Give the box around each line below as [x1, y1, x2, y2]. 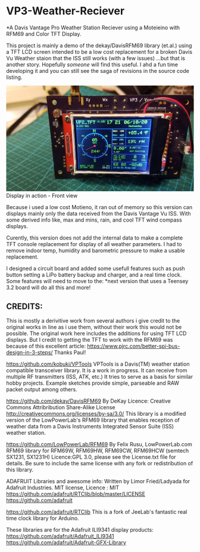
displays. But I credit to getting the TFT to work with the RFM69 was [6, 336, 173, 344]
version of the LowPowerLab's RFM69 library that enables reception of [6, 416, 180, 424]
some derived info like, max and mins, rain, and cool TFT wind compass [6, 216, 183, 223]
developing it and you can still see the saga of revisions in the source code [6, 67, 189, 74]
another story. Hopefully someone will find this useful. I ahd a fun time [6, 61, 179, 68]
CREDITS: [6, 301, 43, 311]
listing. [6, 73, 23, 81]
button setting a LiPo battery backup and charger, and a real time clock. [6, 271, 182, 278]
